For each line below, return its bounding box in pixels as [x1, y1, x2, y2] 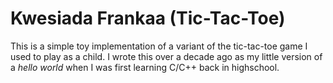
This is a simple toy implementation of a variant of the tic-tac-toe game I [10, 40, 308, 52]
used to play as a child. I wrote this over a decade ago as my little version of [10, 50, 323, 62]
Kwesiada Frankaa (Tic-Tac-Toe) [10, 7, 286, 30]
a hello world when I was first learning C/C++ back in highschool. [10, 61, 280, 73]
